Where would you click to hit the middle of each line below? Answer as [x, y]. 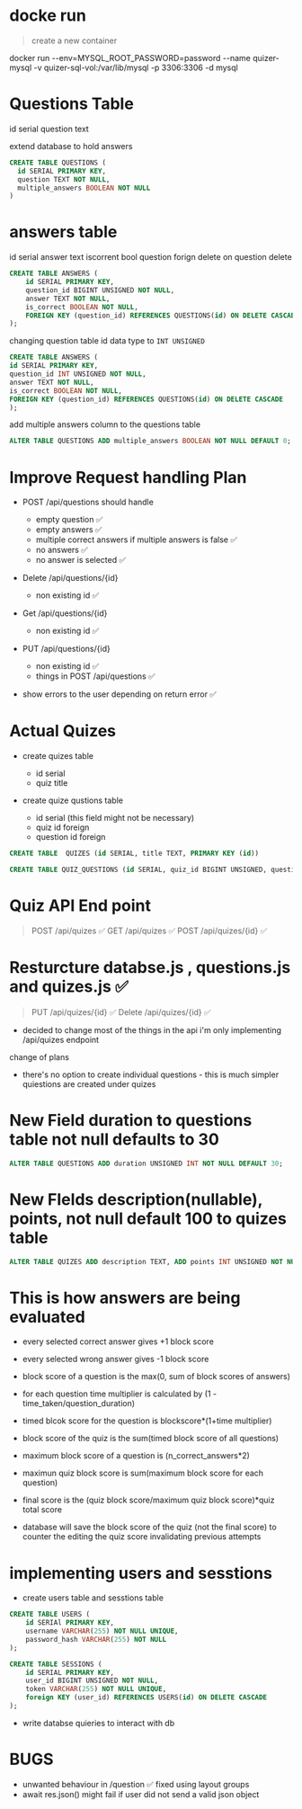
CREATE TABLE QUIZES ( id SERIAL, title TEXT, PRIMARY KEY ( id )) [134, 854]
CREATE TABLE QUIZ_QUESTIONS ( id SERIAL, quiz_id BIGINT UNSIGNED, [138, 870]
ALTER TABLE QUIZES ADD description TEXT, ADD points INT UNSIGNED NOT [146, 1261]
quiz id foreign [62, 827]
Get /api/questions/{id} [65, 613]
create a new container [74, 40]
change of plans [40, 1056]
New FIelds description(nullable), [136, 1199]
